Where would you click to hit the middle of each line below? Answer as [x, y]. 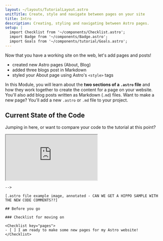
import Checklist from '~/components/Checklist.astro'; [67, 32]
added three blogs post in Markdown [49, 70]
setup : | [14, 28]
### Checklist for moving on [35, 217]
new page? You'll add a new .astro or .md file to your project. [67, 100]
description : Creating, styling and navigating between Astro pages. [77, 23]
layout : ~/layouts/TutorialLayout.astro [47, 10]
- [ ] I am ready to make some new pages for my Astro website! [72, 230]
